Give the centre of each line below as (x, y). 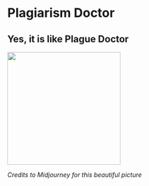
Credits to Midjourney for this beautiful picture (75, 175)
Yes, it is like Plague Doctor (68, 39)
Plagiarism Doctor (61, 13)
